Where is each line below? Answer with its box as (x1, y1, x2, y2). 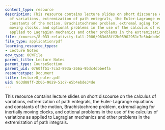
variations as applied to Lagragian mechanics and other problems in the (5, 114, 150, 120)
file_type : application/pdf (5, 39, 63, 44)
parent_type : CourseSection (5, 62, 63, 66)
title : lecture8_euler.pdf (5, 75, 60, 80)
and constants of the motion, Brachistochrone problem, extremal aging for (5, 104, 155, 109)
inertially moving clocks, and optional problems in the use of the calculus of (5, 108, 158, 115)
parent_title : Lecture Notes (5, 57, 65, 62)
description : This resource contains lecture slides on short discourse (5, 12, 157, 17)
